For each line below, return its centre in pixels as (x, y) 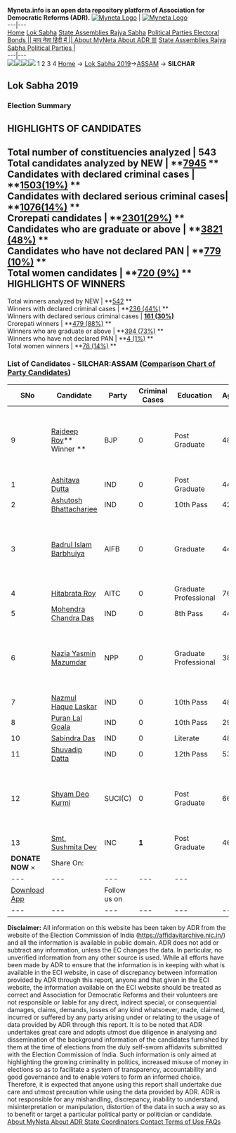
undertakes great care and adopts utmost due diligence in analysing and (112, 1032)
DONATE (26, 858)
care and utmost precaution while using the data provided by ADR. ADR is (114, 1092)
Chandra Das (73, 617)
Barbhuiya (68, 553)
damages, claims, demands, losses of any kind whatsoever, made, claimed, (116, 1009)
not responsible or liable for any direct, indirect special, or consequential (112, 1002)
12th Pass (191, 754)
